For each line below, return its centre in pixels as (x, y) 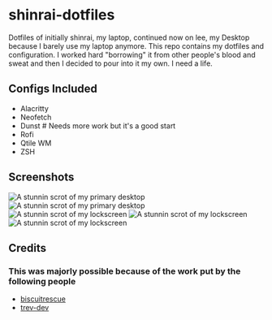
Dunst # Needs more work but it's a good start (98, 125)
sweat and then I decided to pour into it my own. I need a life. (110, 63)
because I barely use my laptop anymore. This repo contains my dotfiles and (136, 45)
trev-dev (35, 308)
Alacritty (34, 108)
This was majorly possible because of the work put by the (125, 271)
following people (42, 281)
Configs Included (53, 89)
